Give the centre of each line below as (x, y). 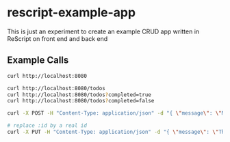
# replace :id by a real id (47, 126)
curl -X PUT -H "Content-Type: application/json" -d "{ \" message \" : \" (113, 132)
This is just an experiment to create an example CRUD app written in (103, 31)
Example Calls (38, 60)
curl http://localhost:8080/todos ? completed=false (81, 101)
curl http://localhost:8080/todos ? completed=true (79, 95)
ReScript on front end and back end (57, 38)
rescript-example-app (71, 13)
